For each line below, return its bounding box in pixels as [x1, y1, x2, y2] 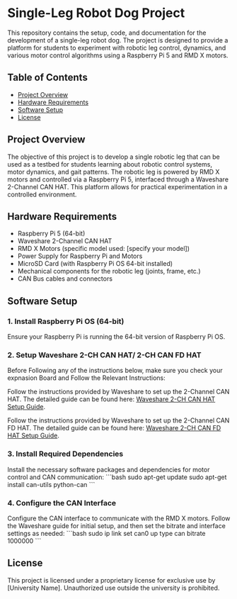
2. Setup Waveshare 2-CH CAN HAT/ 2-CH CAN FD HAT [7, 349, 202, 359]
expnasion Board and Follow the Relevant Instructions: [7, 374, 166, 382]
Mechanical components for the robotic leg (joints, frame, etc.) [17, 267, 201, 276]
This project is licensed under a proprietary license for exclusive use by [7, 576, 216, 584]
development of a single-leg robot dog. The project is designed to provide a [7, 35, 229, 44]
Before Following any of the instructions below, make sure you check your [7, 366, 223, 375]
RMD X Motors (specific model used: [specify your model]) [17, 245, 190, 253]
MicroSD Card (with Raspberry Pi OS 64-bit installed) [17, 259, 173, 268]
